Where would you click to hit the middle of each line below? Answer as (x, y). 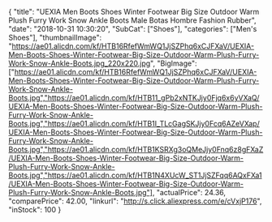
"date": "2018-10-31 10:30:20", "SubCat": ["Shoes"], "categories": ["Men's (133, 29)
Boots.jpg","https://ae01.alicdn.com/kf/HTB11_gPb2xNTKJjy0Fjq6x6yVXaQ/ (134, 98)
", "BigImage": (173, 63)
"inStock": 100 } (35, 209)
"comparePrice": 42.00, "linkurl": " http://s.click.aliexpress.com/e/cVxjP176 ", (135, 201)
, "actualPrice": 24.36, (189, 192)
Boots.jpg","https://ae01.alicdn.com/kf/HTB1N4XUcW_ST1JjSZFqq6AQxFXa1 (135, 175)
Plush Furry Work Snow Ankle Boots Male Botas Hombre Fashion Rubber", (133, 20)
